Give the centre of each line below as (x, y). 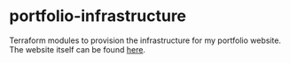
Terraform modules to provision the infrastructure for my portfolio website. (145, 40)
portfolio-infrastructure (98, 16)
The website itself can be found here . (78, 49)
